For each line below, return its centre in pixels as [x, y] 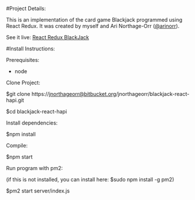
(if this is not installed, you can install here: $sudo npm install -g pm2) [90, 180]
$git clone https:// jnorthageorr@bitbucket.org [61, 94]
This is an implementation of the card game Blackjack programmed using [94, 20]
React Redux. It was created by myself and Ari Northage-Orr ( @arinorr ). [93, 26]
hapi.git [15, 100]
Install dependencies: [32, 123]
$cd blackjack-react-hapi [37, 111]
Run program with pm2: [35, 168]
